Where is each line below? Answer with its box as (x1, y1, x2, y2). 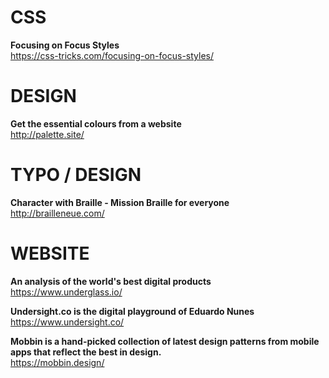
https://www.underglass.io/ (10, 286, 123, 298)
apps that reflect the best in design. (10, 346, 162, 358)
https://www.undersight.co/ (10, 316, 125, 328)
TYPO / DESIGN (10, 164, 142, 186)
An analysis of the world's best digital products (10, 275, 212, 287)
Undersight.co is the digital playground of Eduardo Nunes (10, 305, 255, 317)
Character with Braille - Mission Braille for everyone (10, 196, 230, 208)
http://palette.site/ (10, 128, 85, 140)
